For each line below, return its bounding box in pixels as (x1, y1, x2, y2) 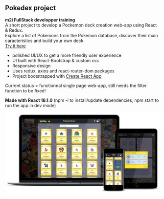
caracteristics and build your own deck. (5, 38, 85, 44)
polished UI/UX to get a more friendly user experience (12, 52, 121, 58)
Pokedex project (5, 4, 56, 12)
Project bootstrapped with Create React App (12, 73, 102, 79)
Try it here (5, 43, 26, 48)
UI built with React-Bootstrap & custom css (12, 57, 99, 63)
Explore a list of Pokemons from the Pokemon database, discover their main (5, 32, 158, 38)
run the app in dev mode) (5, 102, 56, 108)
